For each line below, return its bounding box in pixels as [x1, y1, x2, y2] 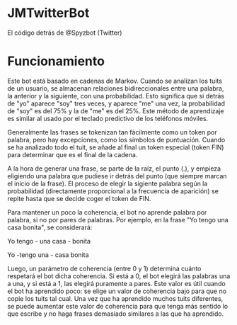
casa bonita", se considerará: [7, 223, 93, 232]
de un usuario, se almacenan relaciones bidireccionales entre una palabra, [7, 84, 224, 93]
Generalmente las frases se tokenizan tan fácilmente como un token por [7, 127, 217, 136]
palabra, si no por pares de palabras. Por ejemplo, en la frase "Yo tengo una [7, 215, 229, 224]
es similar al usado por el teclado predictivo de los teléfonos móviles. [7, 114, 209, 122]
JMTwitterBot [7, 5, 90, 21]
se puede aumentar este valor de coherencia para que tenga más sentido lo [7, 302, 229, 310]
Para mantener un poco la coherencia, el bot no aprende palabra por [7, 207, 207, 217]
